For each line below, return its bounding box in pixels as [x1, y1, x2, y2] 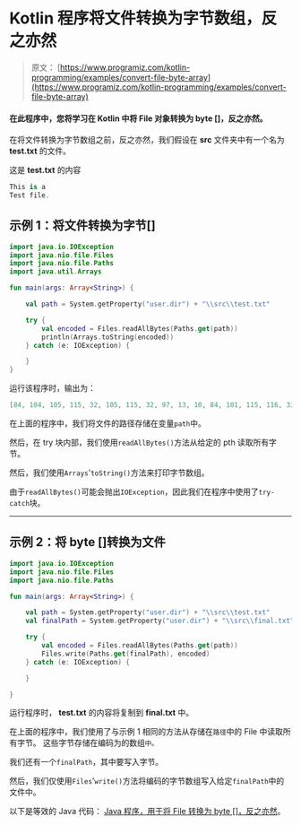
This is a [9, 183, 47, 192]
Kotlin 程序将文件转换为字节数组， [9, 8, 262, 29]
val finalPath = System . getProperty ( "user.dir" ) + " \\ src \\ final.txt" [25, 616, 295, 626]
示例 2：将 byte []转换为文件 [9, 534, 166, 550]
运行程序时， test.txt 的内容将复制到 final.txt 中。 [9, 708, 194, 718]
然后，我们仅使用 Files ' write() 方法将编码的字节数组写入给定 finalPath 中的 [9, 776, 285, 786]
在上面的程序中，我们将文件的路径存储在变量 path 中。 [9, 418, 206, 429]
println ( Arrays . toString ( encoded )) [41, 333, 175, 342]
